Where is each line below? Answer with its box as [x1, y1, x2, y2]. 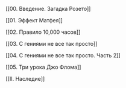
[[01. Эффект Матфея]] [5, 17, 63, 24]
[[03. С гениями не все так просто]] [5, 40, 98, 47]
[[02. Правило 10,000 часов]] [5, 28, 81, 36]
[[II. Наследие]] [5, 75, 45, 82]
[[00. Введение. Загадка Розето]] [5, 5, 91, 12]
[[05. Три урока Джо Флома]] [5, 63, 81, 71]
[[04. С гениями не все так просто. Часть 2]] [5, 52, 121, 59]
